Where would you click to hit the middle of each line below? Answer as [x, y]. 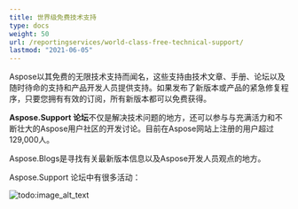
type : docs [29, 26]
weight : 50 [29, 34]
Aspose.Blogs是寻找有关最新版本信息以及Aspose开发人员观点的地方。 [137, 159]
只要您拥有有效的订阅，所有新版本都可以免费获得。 [118, 99]
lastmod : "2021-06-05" [51, 50]
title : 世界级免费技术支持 [53, 17]
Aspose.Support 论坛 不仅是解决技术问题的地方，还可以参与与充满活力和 [142, 118]
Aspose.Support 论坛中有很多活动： [75, 177]
